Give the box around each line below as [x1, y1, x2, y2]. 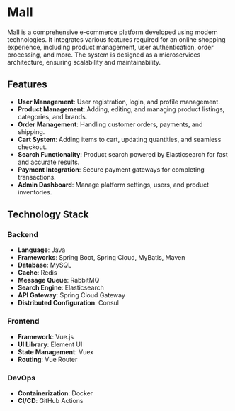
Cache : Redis [17, 268, 57, 277]
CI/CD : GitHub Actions [17, 397, 84, 405]
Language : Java [17, 246, 66, 254]
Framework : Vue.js [17, 332, 74, 341]
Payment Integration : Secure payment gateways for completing [17, 165, 205, 174]
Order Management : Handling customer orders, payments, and [17, 120, 203, 128]
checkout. [17, 143, 47, 151]
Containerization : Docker [17, 389, 93, 398]
